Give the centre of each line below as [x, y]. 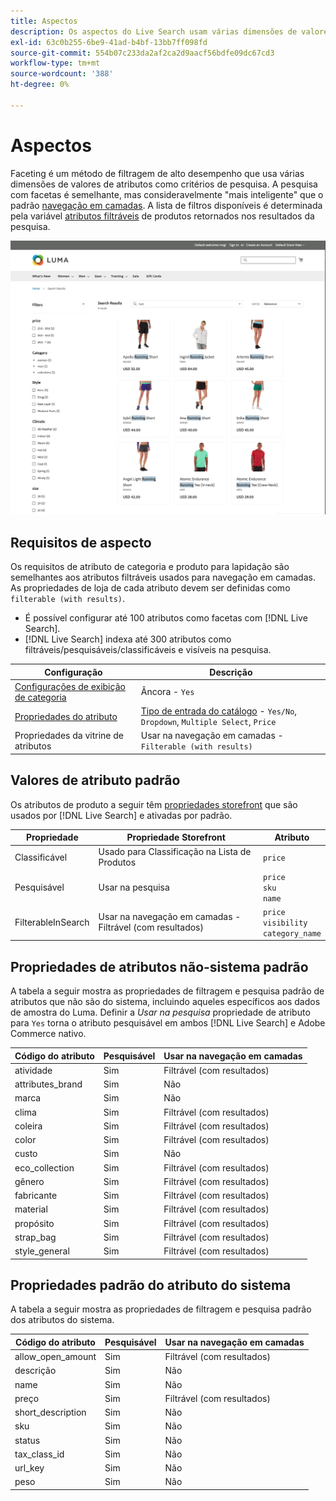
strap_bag [35, 1237]
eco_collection [44, 1167]
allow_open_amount [55, 1357]
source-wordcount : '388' [62, 74]
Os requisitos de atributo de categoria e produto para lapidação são [150, 567]
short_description [50, 1412]
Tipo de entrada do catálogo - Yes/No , [219, 711]
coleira [28, 1126]
